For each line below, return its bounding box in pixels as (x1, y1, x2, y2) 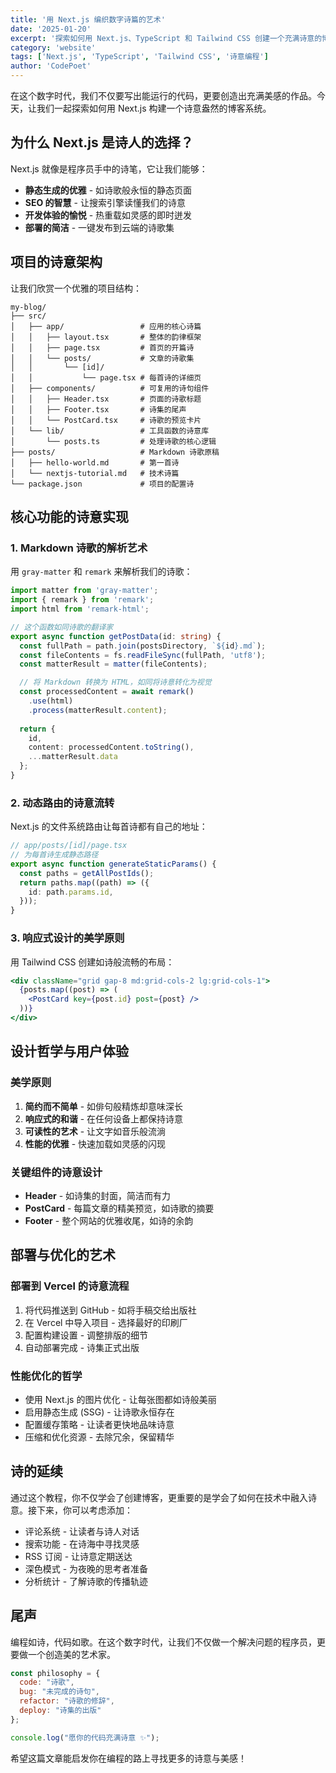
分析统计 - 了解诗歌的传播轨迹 (24, 1575, 149, 1587)
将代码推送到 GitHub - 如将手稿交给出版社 (24, 1304, 197, 1316)
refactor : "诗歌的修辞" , (19, 1696, 115, 1706)
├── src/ (10, 311, 47, 321)
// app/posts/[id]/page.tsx (10, 841, 128, 851)
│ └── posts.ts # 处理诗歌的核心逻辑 (10, 436, 217, 446)
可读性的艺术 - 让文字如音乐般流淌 (24, 1125, 167, 1137)
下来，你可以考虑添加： (36, 1504, 133, 1516)
